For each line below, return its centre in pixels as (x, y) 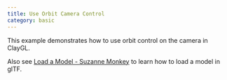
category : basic (31, 20)
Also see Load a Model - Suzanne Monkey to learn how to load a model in (114, 61)
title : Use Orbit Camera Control (56, 14)
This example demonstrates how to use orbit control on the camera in (108, 40)
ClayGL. (19, 48)
